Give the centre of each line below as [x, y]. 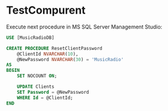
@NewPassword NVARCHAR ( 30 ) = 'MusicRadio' [70, 59]
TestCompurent [46, 10]
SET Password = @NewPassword [53, 92]
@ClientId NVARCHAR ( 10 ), [48, 54]
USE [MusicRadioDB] [30, 37]
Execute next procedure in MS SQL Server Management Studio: [84, 27]
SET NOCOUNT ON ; [37, 76]
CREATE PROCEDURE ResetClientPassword [54, 48]
